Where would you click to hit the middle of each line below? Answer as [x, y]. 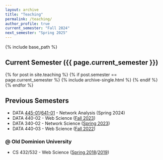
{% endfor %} [19, 85]
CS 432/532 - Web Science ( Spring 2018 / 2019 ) [61, 152]
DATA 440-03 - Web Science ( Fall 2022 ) [54, 128]
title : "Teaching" [24, 14]
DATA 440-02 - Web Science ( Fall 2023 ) [54, 118]
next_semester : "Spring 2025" [37, 33]
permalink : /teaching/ [29, 19]
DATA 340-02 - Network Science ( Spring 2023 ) [61, 123]
